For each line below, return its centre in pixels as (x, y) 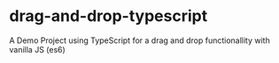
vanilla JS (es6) (38, 49)
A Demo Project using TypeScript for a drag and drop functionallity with (139, 40)
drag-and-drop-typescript (108, 16)
